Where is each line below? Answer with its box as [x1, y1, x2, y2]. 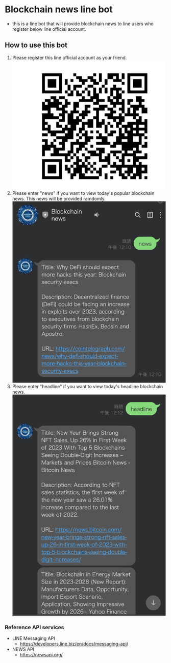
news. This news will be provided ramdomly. [12, 195, 106, 202]
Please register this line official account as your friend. [12, 54, 127, 61]
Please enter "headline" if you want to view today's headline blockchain [12, 384, 163, 390]
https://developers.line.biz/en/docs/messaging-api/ [19, 641, 129, 647]
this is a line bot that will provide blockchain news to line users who [12, 21, 154, 27]
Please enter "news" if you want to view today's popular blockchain [12, 190, 155, 196]
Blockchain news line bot [5, 4, 113, 15]
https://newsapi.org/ [19, 652, 63, 658]
